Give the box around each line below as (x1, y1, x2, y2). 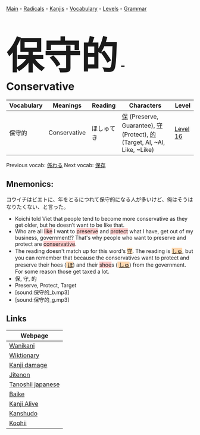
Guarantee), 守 (121, 121, 163, 130)
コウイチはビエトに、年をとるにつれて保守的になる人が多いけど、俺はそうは (6, 196, 193, 203)
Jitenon (9, 370, 30, 378)
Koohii (9, 419, 27, 427)
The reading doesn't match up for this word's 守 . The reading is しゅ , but (14, 247, 193, 255)
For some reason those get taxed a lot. (14, 268, 110, 275)
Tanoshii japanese (9, 380, 60, 389)
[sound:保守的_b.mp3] (14, 289, 70, 296)
